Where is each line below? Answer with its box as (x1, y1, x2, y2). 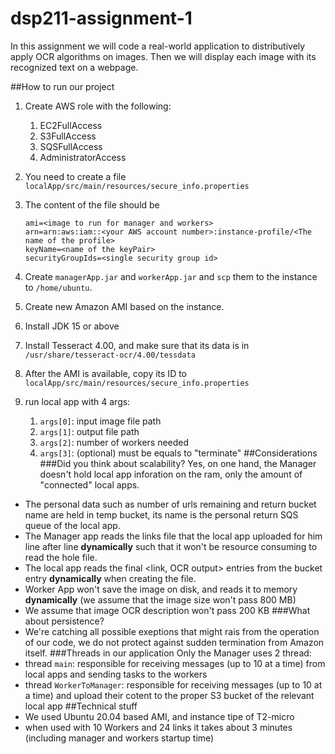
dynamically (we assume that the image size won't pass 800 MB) (24, 593, 297, 606)
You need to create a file (24, 170, 127, 182)
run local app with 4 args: (24, 395, 131, 407)
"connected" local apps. (39, 478, 140, 491)
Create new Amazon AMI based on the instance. (24, 300, 225, 312)
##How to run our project (10, 80, 115, 92)
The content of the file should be (24, 198, 160, 211)
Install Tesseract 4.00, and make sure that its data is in (24, 339, 250, 351)
